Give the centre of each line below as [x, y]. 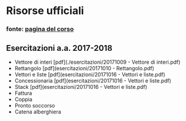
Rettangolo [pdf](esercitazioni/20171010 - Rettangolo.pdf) [84, 68]
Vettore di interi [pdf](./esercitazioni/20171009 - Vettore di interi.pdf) [97, 62]
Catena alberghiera [38, 112]
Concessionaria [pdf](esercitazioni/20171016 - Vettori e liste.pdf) [93, 81]
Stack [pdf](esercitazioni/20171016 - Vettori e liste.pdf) [81, 87]
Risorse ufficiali [45, 11]
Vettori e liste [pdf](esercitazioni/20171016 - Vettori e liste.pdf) [90, 74]
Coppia [23, 99]
